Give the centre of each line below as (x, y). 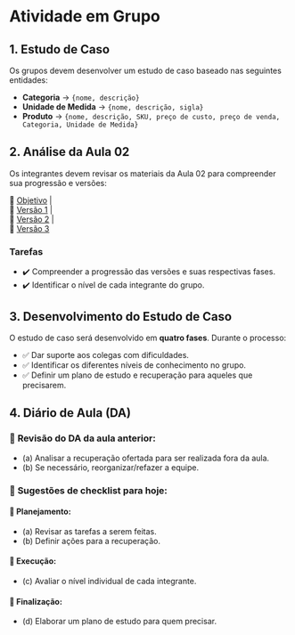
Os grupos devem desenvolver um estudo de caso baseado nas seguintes (146, 70)
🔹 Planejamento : (40, 512)
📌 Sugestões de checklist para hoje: (88, 490)
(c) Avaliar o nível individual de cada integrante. (109, 581)
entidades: (29, 80)
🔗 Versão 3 (29, 228)
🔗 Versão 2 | (32, 219)
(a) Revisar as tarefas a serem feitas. (90, 531)
